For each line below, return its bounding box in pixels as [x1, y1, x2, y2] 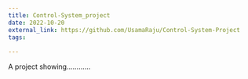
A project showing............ [8, 62, 91, 71]
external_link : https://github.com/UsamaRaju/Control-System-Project [8, 26, 241, 34]
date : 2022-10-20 [8, 19, 65, 27]
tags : [8, 33, 26, 41]
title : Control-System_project [8, 11, 111, 20]
